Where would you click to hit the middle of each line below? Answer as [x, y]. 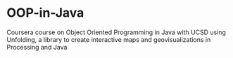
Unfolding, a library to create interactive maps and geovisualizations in [109, 39]
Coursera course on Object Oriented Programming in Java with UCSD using [116, 32]
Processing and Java [37, 47]
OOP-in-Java [45, 13]
